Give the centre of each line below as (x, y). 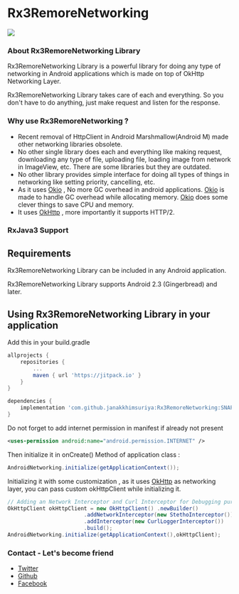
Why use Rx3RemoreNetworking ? (68, 121)
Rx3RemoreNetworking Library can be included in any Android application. (117, 271)
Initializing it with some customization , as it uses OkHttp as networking (112, 481)
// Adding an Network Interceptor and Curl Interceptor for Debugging (114, 502)
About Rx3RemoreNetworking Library (74, 50)
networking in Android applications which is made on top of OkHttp (106, 74)
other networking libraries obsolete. (70, 144)
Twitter (28, 568)
